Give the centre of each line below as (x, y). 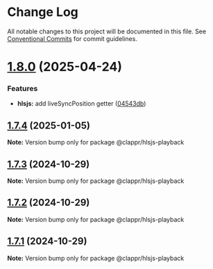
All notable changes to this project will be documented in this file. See (107, 31)
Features (23, 89)
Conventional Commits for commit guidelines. (72, 38)
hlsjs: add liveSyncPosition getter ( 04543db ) (82, 104)
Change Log (43, 12)
